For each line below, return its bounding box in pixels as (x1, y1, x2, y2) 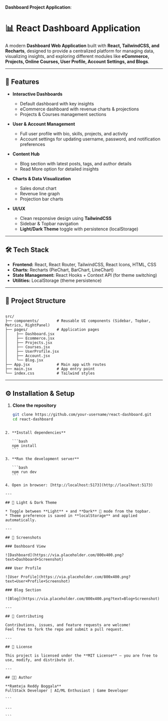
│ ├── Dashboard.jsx (5, 332, 55, 337)
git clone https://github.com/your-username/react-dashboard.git (12, 412, 151, 417)
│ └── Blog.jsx (5, 358, 43, 363)
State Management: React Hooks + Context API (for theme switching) (12, 272, 157, 278)
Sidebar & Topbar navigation (19, 220, 79, 226)
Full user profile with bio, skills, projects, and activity (19, 130, 128, 136)
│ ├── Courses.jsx (5, 345, 50, 350)
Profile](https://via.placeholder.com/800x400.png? (20, 574, 131, 579)
